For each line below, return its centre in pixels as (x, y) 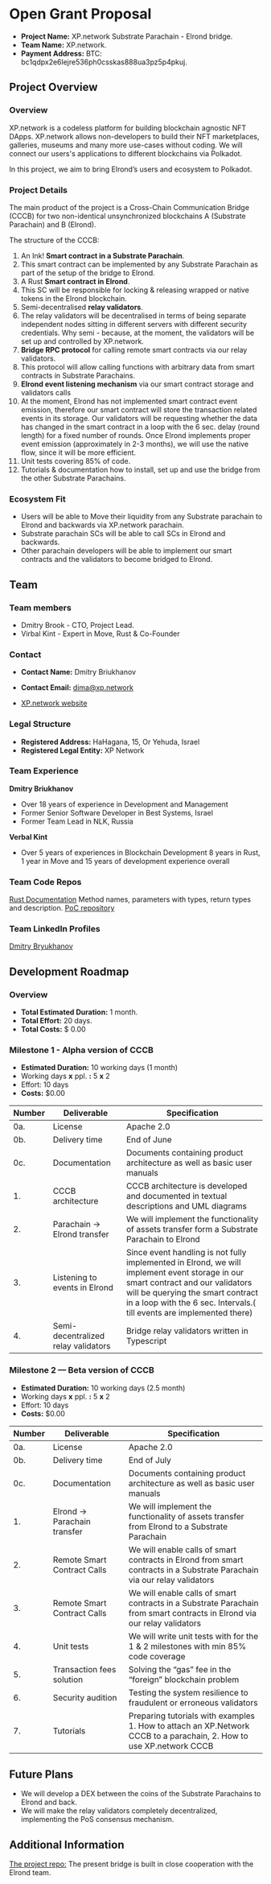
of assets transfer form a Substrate (192, 1229)
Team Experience (44, 771)
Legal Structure (40, 724)
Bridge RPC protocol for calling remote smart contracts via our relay (134, 349)
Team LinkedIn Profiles (55, 929)
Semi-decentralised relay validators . (82, 307)
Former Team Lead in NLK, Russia (77, 821)
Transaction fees (84, 1669)
